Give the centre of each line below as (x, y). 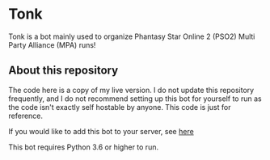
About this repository (63, 71)
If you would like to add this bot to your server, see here (101, 131)
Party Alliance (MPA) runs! (52, 44)
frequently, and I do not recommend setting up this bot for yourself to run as (135, 99)
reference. (25, 116)
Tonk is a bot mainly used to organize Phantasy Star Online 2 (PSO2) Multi (132, 36)
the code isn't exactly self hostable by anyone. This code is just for (120, 107)
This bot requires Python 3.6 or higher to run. (84, 147)
